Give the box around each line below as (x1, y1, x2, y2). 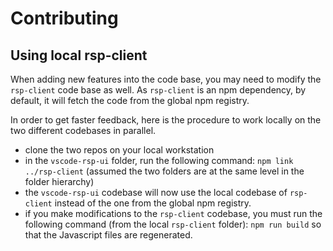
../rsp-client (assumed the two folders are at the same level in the (24, 165, 305, 177)
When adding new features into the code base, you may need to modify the (10, 73, 322, 85)
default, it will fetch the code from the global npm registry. (10, 95, 250, 106)
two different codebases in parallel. (10, 125, 157, 136)
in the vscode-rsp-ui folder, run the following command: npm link (24, 155, 294, 166)
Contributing (10, 7, 119, 30)
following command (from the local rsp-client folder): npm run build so (24, 218, 322, 230)
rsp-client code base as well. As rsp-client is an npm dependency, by (10, 84, 307, 96)
